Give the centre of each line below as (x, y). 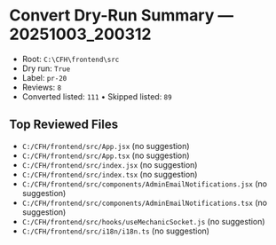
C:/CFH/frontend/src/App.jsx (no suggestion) (106, 146)
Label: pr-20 (44, 77)
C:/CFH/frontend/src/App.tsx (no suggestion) (106, 155)
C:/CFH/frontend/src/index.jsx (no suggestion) (110, 164)
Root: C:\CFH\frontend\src (71, 59)
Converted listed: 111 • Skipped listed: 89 (97, 96)
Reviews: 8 (42, 87)
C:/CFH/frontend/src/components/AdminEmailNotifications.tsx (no (145, 202)
